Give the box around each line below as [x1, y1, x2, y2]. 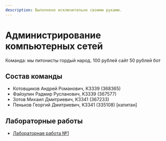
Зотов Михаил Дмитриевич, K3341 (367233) [12, 97, 109, 103]
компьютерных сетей [5, 40, 103, 52]
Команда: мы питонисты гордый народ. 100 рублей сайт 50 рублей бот [5, 57, 161, 63]
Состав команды [5, 72, 63, 81]
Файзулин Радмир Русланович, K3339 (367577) [12, 91, 116, 97]
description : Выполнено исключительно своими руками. [5, 7, 123, 13]
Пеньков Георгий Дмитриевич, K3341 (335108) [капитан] [12, 102, 137, 108]
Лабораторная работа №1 [12, 130, 69, 136]
